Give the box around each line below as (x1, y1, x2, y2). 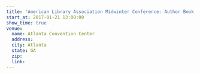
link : (11, 58, 26, 64)
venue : (6, 25, 23, 32)
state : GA (11, 48, 36, 54)
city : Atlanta (11, 42, 47, 48)
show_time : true (6, 20, 47, 26)
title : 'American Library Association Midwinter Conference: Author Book (6, 8, 195, 15)
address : (11, 36, 34, 42)
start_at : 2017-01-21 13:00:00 (6, 14, 84, 20)
